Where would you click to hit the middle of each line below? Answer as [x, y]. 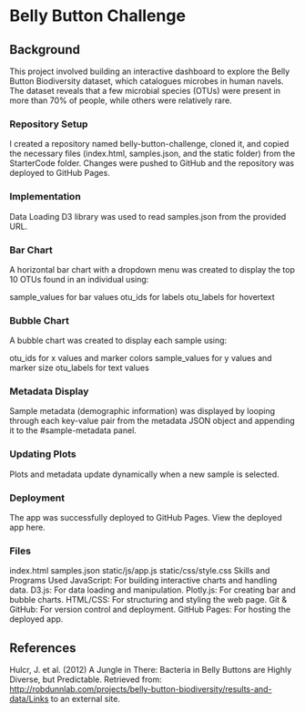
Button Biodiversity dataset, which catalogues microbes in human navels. [147, 81]
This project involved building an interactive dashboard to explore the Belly [150, 71]
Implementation [46, 197]
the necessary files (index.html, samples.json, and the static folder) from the [152, 154]
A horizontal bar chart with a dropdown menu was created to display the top [152, 269]
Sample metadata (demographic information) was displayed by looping [142, 411]
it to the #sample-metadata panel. [73, 430]
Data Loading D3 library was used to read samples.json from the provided [148, 216]
